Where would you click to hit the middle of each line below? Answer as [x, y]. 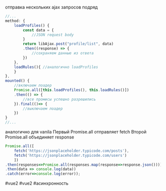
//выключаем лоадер [43, 109]
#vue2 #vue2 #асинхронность [37, 184]
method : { [15, 21]
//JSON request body [53, 35]
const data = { [39, 30]
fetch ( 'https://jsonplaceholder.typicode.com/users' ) [70, 155]
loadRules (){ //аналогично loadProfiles [56, 67]
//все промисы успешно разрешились [60, 99]
